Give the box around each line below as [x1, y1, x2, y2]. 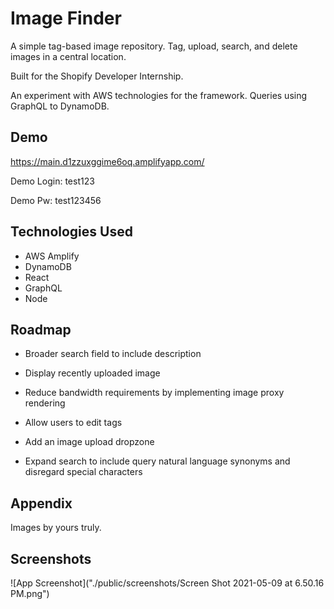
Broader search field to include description [24, 348, 202, 360]
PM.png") [10, 588, 50, 599]
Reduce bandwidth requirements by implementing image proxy [24, 387, 285, 399]
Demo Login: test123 [10, 175, 95, 187]
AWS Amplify [24, 250, 80, 262]
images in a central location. [10, 50, 127, 62]
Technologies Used [10, 223, 133, 241]
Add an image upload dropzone [24, 436, 155, 448]
